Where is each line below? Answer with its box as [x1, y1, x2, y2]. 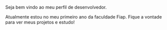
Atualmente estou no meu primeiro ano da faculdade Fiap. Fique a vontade [5, 14, 162, 19]
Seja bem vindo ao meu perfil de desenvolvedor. [5, 4, 107, 10]
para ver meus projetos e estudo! [5, 19, 75, 25]
